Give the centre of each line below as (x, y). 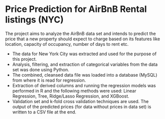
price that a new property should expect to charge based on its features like (82, 39)
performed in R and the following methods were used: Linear (74, 91)
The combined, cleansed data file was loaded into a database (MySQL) (85, 75)
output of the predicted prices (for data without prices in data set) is (82, 107)
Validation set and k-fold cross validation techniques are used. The (80, 101)
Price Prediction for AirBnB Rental (76, 9)
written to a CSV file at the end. (44, 112)
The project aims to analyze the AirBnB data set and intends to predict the (81, 33)
